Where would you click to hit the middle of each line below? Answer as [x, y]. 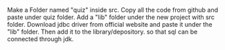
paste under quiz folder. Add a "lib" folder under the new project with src [111, 17]
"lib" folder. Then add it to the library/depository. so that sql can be [102, 32]
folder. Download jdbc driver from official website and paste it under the [110, 24]
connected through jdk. [40, 39]
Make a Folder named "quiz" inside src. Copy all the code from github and [113, 10]
